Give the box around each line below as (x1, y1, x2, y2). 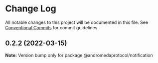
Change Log (5, 3, 56, 14)
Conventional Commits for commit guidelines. (5, 24, 99, 30)
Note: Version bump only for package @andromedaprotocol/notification (5, 52, 153, 58)
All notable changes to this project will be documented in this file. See (5, 19, 149, 25)
